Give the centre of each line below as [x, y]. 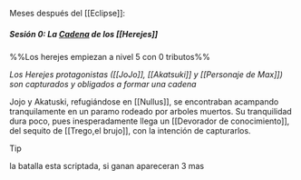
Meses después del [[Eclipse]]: [67, 13]
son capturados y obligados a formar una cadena [103, 84]
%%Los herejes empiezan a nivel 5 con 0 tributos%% [110, 56]
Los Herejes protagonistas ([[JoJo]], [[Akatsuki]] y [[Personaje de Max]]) [146, 74]
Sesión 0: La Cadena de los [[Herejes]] [84, 34]
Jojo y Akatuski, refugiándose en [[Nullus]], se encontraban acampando [144, 101]
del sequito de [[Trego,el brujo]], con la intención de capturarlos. [130, 130]
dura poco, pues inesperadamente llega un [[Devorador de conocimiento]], [150, 121]
